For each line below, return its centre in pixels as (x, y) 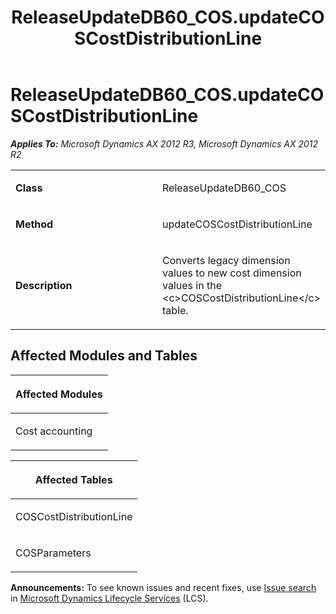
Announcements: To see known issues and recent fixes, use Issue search (163, 587)
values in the (192, 285)
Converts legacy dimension (226, 260)
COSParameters (53, 553)
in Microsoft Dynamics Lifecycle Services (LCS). (109, 598)
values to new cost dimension (232, 273)
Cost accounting (54, 431)
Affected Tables (73, 479)
